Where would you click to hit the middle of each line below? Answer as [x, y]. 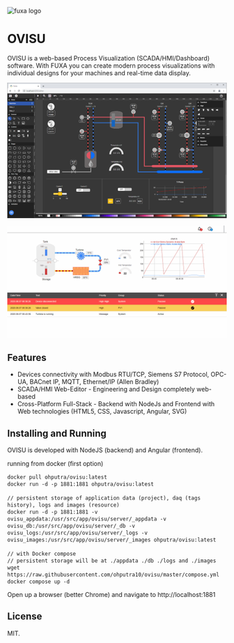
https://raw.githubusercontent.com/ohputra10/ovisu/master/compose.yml [113, 575]
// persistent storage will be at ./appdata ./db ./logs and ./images [112, 561]
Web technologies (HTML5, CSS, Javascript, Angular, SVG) [102, 412]
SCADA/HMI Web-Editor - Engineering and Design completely [106, 389]
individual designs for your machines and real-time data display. [99, 72]
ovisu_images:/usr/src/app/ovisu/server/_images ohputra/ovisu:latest [112, 540]
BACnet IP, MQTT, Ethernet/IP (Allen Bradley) [94, 382]
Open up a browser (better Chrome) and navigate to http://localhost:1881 [111, 595]
